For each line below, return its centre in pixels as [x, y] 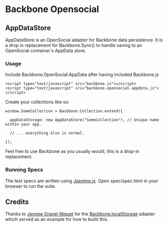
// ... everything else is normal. [47, 133]
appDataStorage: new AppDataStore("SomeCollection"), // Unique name [84, 120]
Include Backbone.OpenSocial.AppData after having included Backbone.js [82, 74]
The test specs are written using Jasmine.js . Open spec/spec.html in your [82, 181]
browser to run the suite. [31, 186]
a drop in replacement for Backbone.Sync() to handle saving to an [74, 45]
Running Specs [24, 170]
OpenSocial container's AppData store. [46, 51]
